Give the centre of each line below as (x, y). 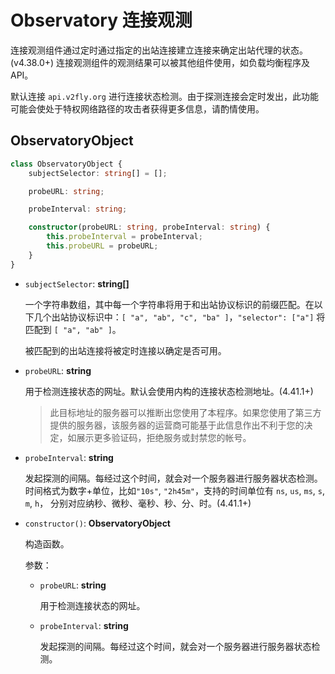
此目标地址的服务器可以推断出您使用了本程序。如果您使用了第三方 (185, 412)
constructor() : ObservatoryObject (97, 523)
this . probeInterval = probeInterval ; (124, 237)
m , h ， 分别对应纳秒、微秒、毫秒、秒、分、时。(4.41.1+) (138, 503)
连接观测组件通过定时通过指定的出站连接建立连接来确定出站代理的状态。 (159, 50)
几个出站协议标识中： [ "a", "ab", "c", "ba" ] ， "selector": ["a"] (174, 317)
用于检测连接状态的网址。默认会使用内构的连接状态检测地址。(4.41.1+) (169, 391)
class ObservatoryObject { (66, 164)
